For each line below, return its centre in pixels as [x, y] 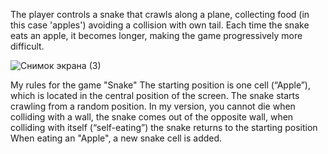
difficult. [27, 46]
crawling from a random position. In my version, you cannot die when [153, 106]
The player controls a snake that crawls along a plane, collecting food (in [160, 14]
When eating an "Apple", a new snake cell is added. [116, 138]
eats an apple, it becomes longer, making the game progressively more [156, 35]
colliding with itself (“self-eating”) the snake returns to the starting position [164, 127]
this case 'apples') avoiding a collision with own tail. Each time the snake [160, 25]
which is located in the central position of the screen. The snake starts [155, 95]
